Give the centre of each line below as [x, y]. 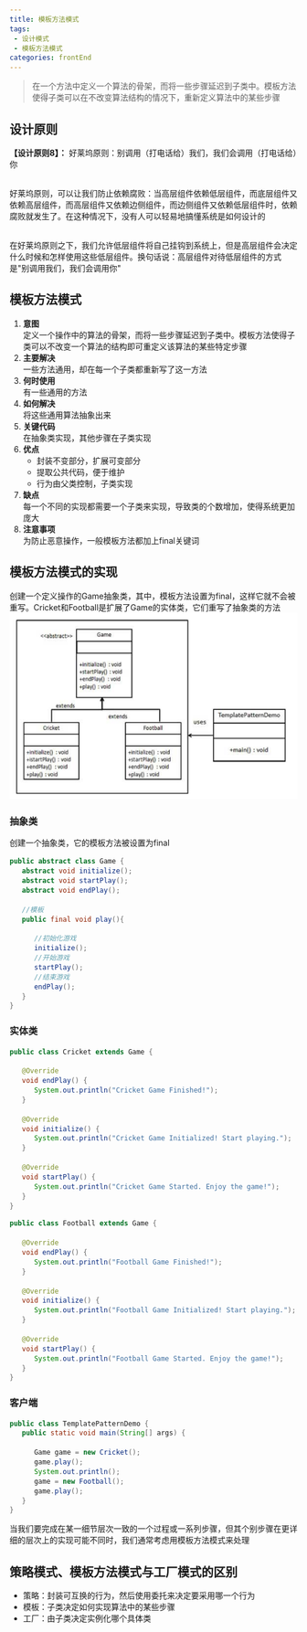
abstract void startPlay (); [75, 881]
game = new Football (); [79, 1481]
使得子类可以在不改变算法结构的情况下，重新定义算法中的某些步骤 [156, 98]
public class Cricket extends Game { [81, 1052]
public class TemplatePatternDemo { [79, 1424]
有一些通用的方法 [55, 392]
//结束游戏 [52, 977]
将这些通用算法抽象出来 [67, 415]
